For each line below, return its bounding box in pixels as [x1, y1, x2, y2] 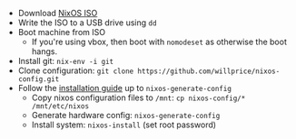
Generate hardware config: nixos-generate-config [31, 110, 221, 120]
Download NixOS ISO [17, 8, 98, 18]
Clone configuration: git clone [17, 65, 134, 76]
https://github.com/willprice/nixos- [137, 67, 281, 76]
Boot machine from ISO [17, 27, 106, 37]
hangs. [31, 46, 58, 57]
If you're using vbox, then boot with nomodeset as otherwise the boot [31, 36, 288, 47]
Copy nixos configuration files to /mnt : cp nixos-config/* [31, 92, 246, 103]
